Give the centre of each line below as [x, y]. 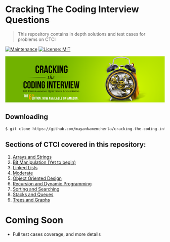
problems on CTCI [36, 39]
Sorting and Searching [36, 189]
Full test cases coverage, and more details [57, 234]
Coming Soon [34, 220]
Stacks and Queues [33, 194]
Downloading [27, 116]
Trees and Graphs [31, 200]
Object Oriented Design [37, 178]
